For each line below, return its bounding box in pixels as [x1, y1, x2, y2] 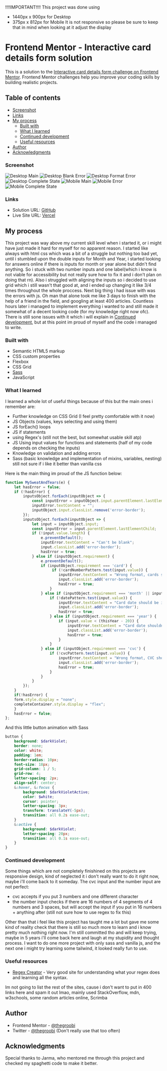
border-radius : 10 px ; [14, 757, 59, 762]
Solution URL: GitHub [12, 207, 56, 213]
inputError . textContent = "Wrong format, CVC [58, 656, 155, 660]
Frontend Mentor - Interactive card [5, 42, 152, 53]
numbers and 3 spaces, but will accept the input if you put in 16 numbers [12, 904, 162, 910]
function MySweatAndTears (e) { [5, 480, 70, 485]
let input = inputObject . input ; [31, 521, 99, 526]
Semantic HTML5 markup [12, 348, 65, 354]
